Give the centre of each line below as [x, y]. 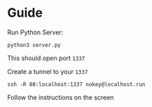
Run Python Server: [35, 32]
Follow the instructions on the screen [61, 97]
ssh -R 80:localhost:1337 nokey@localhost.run [76, 84]
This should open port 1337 [46, 58]
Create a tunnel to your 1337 [48, 71]
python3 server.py [34, 45]
